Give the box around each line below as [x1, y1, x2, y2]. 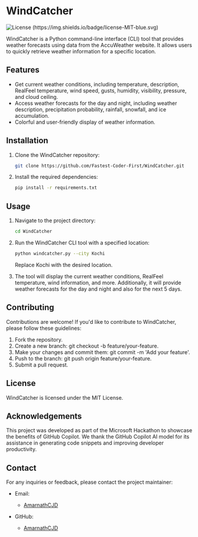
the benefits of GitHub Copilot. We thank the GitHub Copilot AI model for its [6, 433, 190, 440]
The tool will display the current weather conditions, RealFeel [14, 272, 164, 279]
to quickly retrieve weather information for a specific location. [6, 47, 157, 54]
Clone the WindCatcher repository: [14, 151, 100, 158]
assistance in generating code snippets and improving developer [6, 439, 164, 446]
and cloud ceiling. [14, 93, 59, 100]
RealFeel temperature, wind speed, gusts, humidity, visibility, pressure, [14, 87, 187, 94]
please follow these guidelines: [6, 324, 82, 332]
